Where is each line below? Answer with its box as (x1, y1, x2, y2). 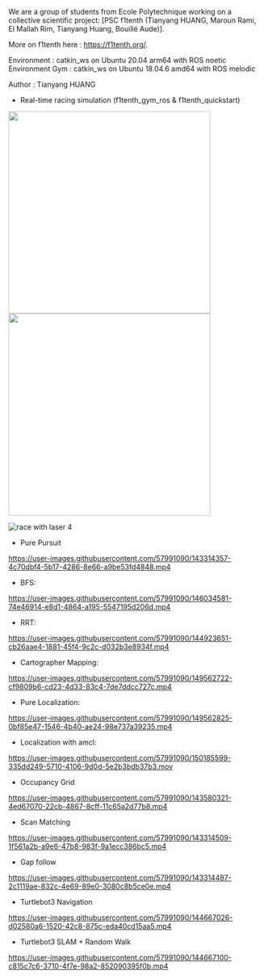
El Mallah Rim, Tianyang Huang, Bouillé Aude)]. (8, 24, 165, 33)
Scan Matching (19, 817, 71, 827)
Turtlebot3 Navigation (19, 897, 93, 906)
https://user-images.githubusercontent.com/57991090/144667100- (8, 953, 233, 962)
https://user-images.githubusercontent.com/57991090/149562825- (8, 713, 233, 723)
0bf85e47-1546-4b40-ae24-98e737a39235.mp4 (8, 722, 173, 731)
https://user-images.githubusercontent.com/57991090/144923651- (8, 634, 232, 643)
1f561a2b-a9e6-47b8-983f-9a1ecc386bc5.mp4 (8, 842, 167, 851)
